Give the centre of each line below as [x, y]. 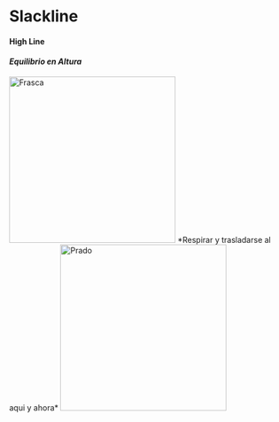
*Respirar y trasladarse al [224, 239]
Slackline [44, 16]
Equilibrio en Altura [46, 62]
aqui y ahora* [34, 407]
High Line [27, 41]
